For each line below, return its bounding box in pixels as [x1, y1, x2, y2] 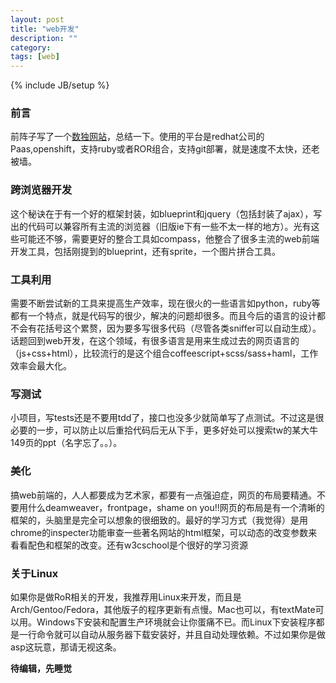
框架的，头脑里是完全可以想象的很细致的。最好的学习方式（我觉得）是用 [10, 514, 308, 526]
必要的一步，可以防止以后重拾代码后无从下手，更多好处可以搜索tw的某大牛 [10, 424, 319, 436]
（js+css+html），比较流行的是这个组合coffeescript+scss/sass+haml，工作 [10, 347, 319, 360]
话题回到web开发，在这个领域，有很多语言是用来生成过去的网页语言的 [10, 335, 300, 347]
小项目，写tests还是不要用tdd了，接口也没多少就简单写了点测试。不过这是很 [10, 412, 325, 424]
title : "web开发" [10, 24, 80, 34]
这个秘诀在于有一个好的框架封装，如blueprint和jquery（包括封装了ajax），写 [10, 207, 323, 220]
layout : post [10, 14, 65, 25]
